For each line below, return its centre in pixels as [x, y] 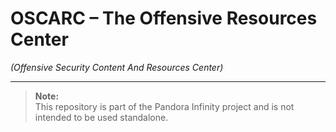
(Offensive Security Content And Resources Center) [117, 67]
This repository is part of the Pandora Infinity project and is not [164, 106]
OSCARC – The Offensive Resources [164, 18]
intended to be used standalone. [101, 117]
